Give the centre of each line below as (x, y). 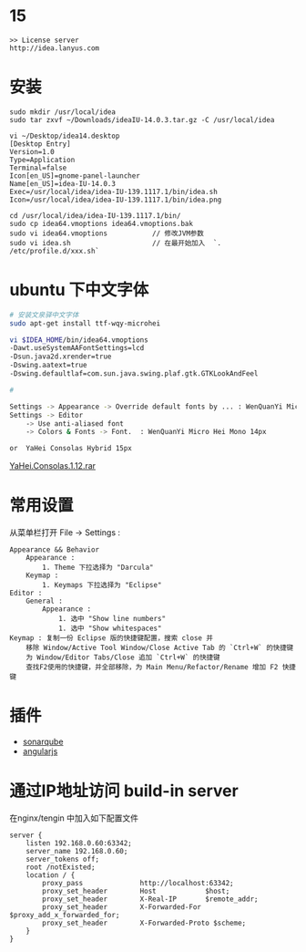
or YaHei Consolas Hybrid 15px (71, 449)
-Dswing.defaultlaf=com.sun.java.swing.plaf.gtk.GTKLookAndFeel (134, 374)
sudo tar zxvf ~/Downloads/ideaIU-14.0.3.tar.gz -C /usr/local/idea (142, 119)
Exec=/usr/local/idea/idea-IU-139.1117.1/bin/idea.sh (114, 191)
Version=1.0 (32, 151)
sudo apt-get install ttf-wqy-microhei (85, 323)
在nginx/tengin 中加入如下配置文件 (74, 818)
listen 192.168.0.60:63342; (79, 843)
